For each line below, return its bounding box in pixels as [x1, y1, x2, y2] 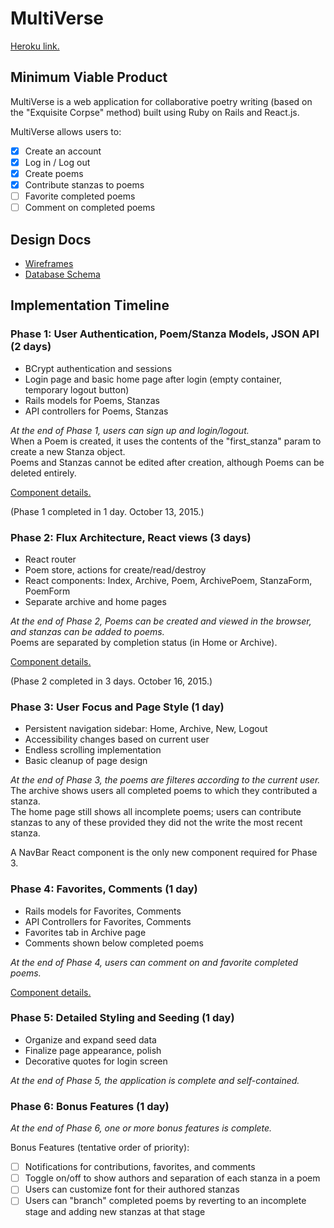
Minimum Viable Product [10, 69, 168, 86]
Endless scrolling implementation [24, 744, 162, 756]
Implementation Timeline [10, 297, 170, 314]
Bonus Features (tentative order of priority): [10, 1142, 190, 1154]
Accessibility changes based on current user [24, 733, 210, 746]
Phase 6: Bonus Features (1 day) [10, 1099, 170, 1113]
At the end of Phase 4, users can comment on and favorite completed [10, 956, 299, 968]
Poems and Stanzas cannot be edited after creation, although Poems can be [10, 456, 325, 468]
